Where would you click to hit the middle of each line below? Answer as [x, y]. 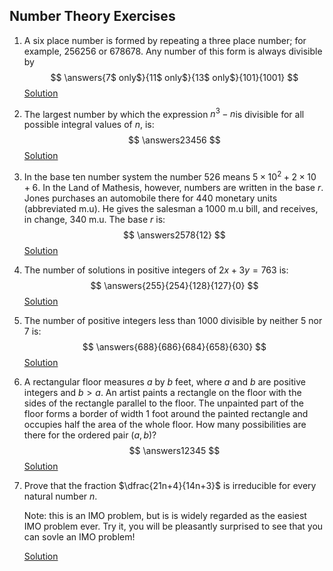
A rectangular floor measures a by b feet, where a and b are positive [164, 382]
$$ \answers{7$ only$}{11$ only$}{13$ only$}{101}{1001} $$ [174, 77]
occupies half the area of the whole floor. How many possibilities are [165, 425]
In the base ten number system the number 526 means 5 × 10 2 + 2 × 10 [170, 176]
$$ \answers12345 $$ [174, 451]
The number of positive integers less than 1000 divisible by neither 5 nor [173, 321]
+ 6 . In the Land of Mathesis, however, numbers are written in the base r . [173, 188]
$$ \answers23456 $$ [174, 140]
